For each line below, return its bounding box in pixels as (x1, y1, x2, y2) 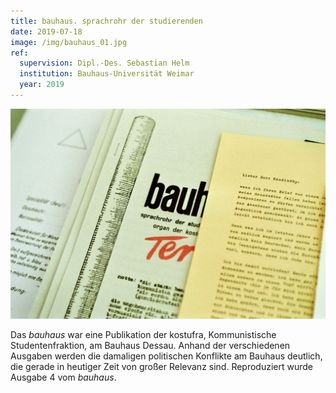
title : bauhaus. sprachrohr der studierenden (10, 16, 203, 26)
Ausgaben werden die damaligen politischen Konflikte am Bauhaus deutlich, (10, 350, 323, 362)
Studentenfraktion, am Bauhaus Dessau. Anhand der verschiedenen (10, 339, 291, 351)
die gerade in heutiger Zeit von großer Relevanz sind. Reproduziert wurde (10, 360, 314, 372)
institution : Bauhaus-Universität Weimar (19, 69, 195, 79)
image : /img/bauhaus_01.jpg (10, 37, 128, 47)
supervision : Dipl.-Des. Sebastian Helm (19, 58, 190, 69)
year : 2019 (19, 80, 65, 90)
